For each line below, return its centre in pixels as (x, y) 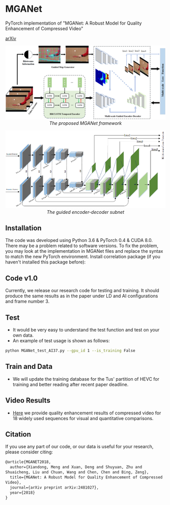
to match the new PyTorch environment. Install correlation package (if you (83, 257)
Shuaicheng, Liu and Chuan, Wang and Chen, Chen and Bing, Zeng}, (77, 472)
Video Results (28, 400)
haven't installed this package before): (46, 262)
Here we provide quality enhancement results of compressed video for (87, 413)
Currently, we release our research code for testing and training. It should (82, 291)
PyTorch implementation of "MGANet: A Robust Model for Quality (74, 23)
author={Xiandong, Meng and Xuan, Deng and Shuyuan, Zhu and (76, 467)
